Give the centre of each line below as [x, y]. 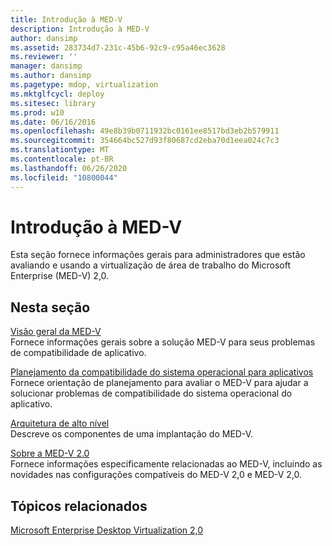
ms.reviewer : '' [44, 57]
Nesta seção [50, 307]
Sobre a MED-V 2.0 [50, 453]
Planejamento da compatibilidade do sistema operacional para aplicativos [162, 372]
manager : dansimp [46, 66]
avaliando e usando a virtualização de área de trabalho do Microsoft [150, 265]
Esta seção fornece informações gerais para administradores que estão [158, 255]
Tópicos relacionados [79, 506]
